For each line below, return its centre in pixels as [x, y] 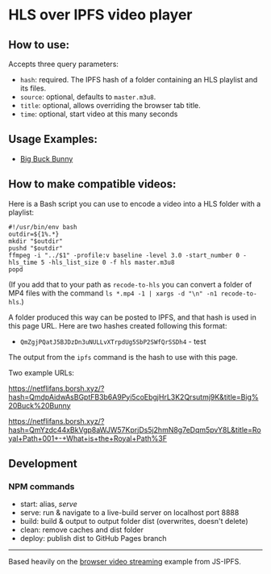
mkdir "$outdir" [35, 241]
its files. [33, 88]
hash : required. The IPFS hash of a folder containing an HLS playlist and [139, 80]
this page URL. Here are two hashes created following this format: [118, 325]
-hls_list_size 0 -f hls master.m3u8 [111, 262]
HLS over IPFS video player [100, 15]
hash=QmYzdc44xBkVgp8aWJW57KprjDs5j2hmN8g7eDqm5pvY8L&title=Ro [135, 429]
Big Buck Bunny [46, 158]
